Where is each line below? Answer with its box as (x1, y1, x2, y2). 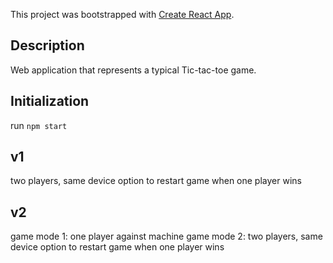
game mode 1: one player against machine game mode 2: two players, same (10, 230, 323, 243)
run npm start (10, 119, 68, 131)
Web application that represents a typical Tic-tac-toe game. (10, 64, 257, 76)
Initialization (10, 93, 90, 110)
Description (10, 37, 85, 54)
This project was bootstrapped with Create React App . (10, 9, 235, 20)
